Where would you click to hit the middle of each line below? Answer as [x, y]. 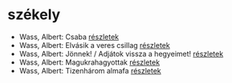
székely [34, 15]
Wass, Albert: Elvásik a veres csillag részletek [94, 45]
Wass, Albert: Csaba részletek [69, 37]
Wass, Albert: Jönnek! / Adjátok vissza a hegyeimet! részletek [121, 53]
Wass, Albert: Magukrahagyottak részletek [90, 62]
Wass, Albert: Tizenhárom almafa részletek [90, 70]
